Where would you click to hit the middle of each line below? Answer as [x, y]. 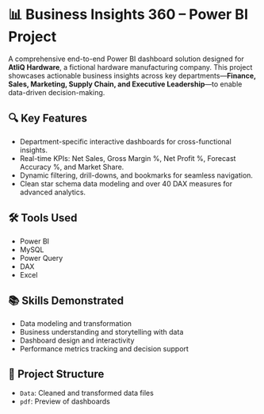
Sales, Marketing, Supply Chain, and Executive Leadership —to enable [125, 84]
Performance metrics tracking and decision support [104, 349]
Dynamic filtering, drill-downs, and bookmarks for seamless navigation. [136, 175]
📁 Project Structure [56, 374]
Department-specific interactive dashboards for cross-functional [125, 141]
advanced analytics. [52, 192]
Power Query [41, 258]
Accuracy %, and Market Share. [72, 167]
